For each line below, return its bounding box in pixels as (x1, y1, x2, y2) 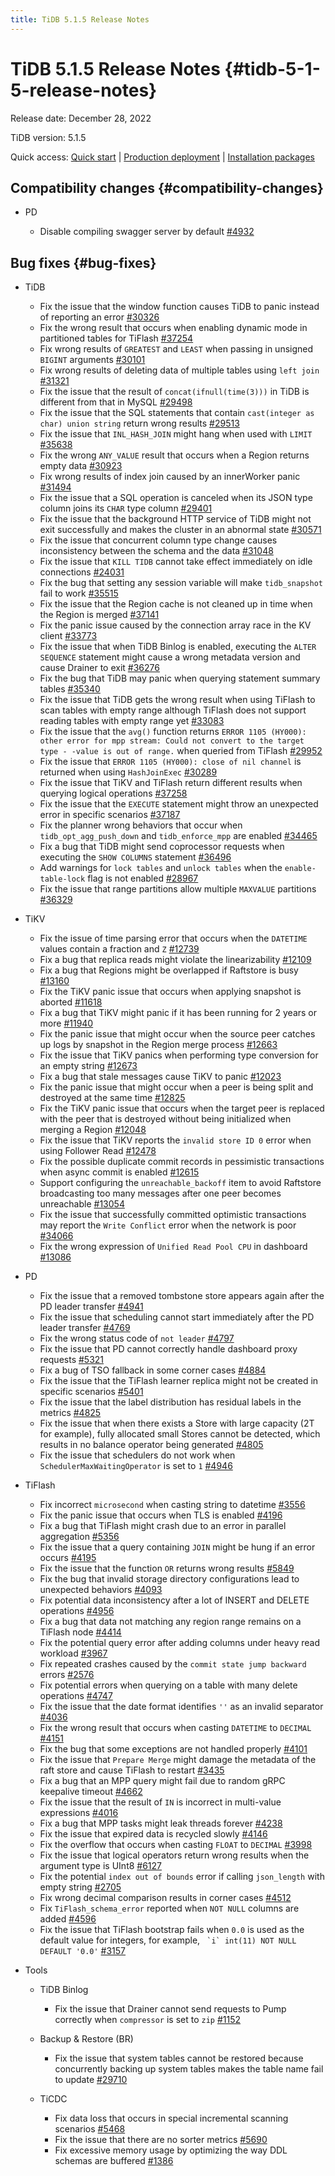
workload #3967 (39, 1647, 108, 1660)
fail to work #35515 (39, 587, 119, 600)
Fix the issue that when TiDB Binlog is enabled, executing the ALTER (39, 641, 317, 653)
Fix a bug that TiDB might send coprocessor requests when (39, 841, 285, 853)
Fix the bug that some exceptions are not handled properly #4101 (39, 1743, 308, 1755)
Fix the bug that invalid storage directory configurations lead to (39, 1573, 300, 1585)
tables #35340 (39, 683, 101, 695)
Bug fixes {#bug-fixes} (10, 254, 157, 271)
